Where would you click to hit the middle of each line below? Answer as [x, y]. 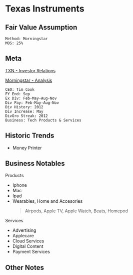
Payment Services [31, 252]
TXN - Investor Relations [30, 70]
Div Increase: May [24, 111]
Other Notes [24, 267]
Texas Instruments [45, 9]
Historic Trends [30, 136]
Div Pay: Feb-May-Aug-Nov [32, 103]
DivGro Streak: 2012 [27, 116]
